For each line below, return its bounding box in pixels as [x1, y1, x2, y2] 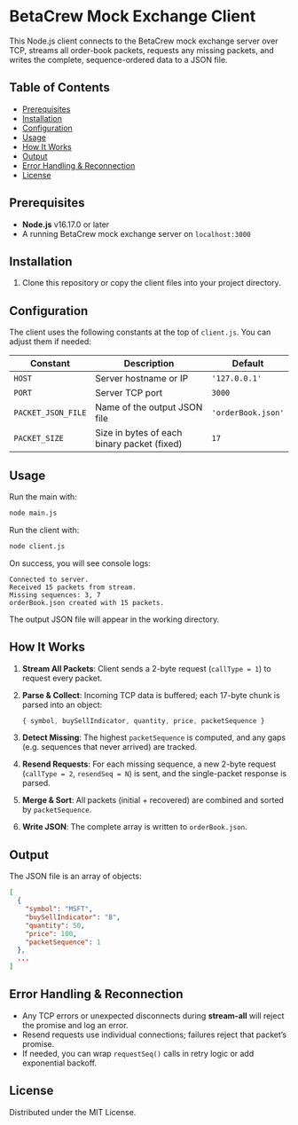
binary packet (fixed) [94, 437, 183, 450]
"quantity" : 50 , [25, 921, 86, 930]
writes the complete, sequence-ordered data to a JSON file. [9, 54, 228, 65]
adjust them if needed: [9, 336, 91, 347]
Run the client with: [9, 524, 80, 535]
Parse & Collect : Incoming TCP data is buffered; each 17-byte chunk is [21, 689, 281, 700]
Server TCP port [94, 387, 163, 399]
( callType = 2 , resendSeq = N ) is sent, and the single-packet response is [21, 768, 286, 779]
